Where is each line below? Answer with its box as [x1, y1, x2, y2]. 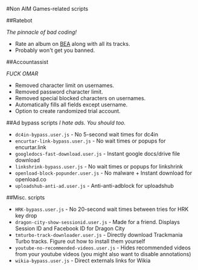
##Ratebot [6, 17, 33, 24]
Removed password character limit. [14, 88, 104, 95]
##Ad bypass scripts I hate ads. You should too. [6, 119, 126, 126]
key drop [14, 212, 37, 219]
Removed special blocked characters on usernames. [14, 95, 146, 101]
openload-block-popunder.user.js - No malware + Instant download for [14, 169, 192, 176]
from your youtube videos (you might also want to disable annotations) [14, 251, 191, 257]
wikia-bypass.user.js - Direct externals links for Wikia [14, 257, 151, 264]
